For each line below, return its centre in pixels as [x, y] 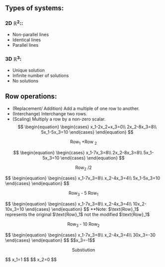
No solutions [25, 81]
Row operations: [31, 96]
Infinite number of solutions [41, 75]
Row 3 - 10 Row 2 [83, 225]
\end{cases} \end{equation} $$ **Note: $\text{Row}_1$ [82, 209]
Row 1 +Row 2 [83, 142]
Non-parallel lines [31, 35]
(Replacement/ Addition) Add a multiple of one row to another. [76, 108]
